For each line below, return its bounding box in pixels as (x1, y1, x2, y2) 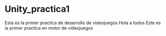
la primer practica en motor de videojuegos (4, 25, 93, 31)
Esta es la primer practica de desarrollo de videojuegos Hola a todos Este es (4, 20, 161, 26)
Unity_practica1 (4, 3, 70, 15)
